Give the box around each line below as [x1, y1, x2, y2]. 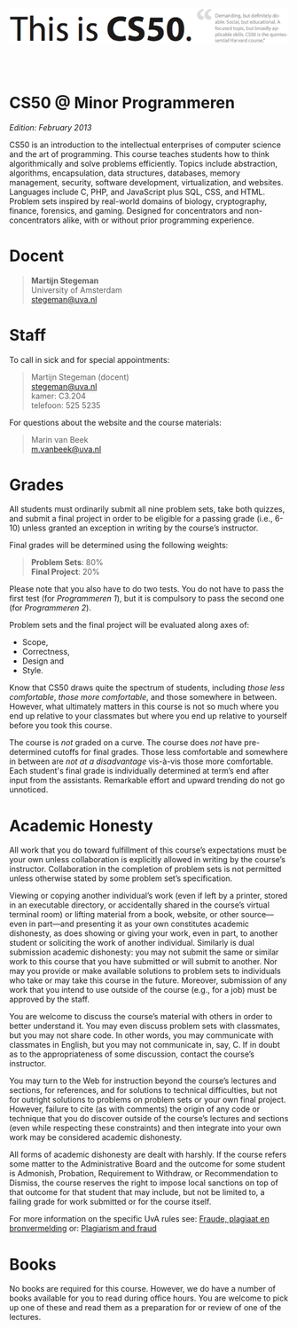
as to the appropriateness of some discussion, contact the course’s [9, 1049, 255, 1059]
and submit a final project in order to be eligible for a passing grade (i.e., [9, 514, 273, 524]
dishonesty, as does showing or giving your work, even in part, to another [9, 928, 278, 939]
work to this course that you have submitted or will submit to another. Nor [9, 956, 277, 967]
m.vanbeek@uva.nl [30, 444, 102, 454]
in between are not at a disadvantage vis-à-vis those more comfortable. [9, 756, 273, 767]
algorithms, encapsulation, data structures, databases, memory [9, 168, 241, 178]
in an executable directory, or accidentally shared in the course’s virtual [9, 900, 270, 910]
